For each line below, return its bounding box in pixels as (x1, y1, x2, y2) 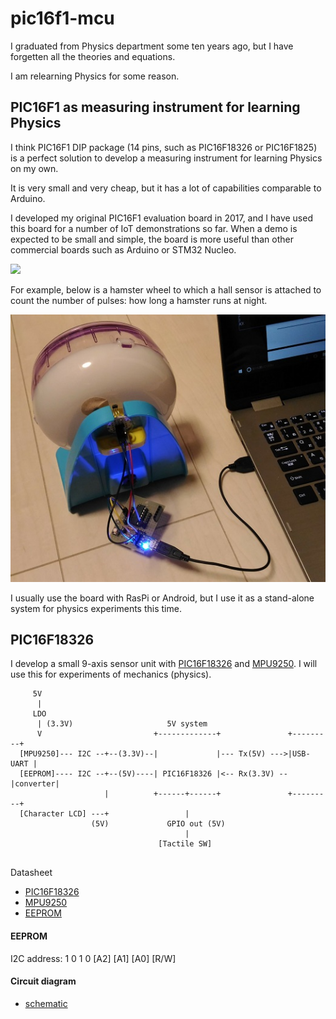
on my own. (10, 162, 59, 174)
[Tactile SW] (158, 839, 213, 849)
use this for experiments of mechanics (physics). (10, 668, 212, 681)
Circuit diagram (10, 975, 77, 987)
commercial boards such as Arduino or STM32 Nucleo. (10, 243, 237, 256)
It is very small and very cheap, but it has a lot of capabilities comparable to (10, 182, 322, 194)
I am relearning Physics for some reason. (10, 70, 180, 82)
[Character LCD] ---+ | (19, 809, 190, 819)
